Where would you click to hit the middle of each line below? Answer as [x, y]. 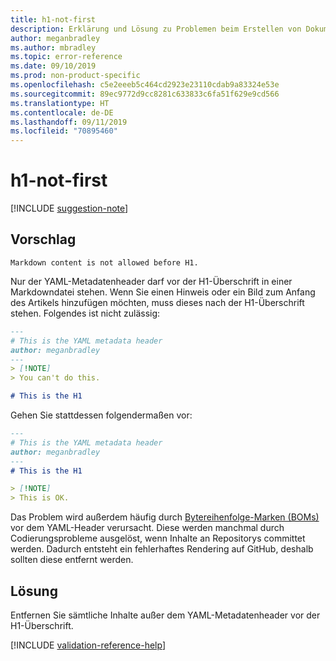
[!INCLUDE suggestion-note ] [69, 208]
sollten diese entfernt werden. [72, 560]
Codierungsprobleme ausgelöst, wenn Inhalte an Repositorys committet [158, 538]
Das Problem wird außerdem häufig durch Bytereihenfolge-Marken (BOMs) [165, 517]
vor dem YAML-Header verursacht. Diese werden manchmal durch [147, 528]
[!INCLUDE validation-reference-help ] [88, 645]
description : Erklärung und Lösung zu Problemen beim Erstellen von [156, 29]
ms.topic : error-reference [66, 57]
